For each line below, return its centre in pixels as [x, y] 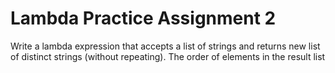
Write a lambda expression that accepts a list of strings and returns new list [165, 46]
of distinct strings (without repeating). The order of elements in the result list [168, 56]
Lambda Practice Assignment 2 [143, 18]
